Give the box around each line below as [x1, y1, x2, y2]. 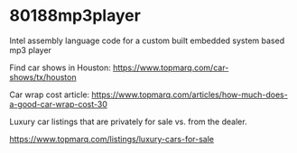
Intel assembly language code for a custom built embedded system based [9, 35, 285, 46]
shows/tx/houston [9, 71, 77, 82]
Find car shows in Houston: [9, 62, 111, 73]
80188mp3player [9, 5, 142, 26]
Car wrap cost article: [9, 89, 90, 100]
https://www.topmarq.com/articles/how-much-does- [91, 89, 289, 100]
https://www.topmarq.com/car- [112, 62, 229, 73]
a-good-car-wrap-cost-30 [9, 98, 108, 109]
